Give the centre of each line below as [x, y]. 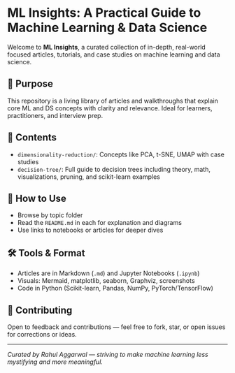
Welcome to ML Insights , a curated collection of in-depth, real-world [107, 47]
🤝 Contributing [40, 310]
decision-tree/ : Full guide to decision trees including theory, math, [114, 169]
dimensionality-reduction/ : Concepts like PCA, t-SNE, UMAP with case [121, 154]
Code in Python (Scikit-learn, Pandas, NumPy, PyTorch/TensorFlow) [115, 288]
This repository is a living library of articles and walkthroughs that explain [113, 101]
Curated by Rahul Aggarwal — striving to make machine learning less [108, 354]
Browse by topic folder [50, 215]
